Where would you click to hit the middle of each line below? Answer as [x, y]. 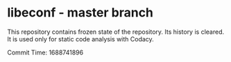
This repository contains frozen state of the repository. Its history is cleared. [115, 32]
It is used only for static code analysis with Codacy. [80, 39]
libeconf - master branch [80, 13]
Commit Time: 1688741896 [45, 52]
